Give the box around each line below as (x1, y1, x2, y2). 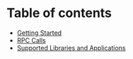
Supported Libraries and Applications (16, 43, 126, 52)
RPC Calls (16, 36, 47, 44)
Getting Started (16, 28, 62, 37)
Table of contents (6, 5, 112, 21)
